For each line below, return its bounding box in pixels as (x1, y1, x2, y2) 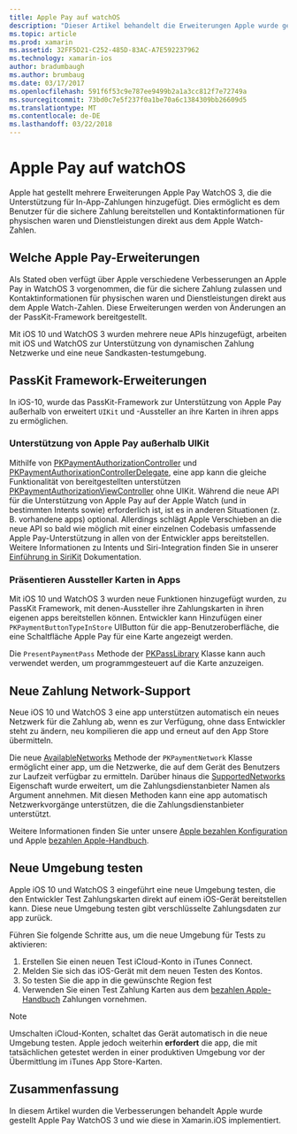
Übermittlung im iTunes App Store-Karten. (9, 1056, 163, 1067)
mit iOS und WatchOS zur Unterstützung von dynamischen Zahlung (9, 338, 255, 349)
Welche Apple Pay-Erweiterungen (9, 250, 201, 265)
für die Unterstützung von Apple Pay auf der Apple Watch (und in (9, 494, 247, 505)
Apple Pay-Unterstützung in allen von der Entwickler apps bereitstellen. (9, 533, 270, 543)
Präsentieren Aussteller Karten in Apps (9, 573, 181, 586)
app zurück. (9, 912, 53, 923)
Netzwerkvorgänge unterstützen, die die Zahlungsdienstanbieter (9, 799, 245, 809)
